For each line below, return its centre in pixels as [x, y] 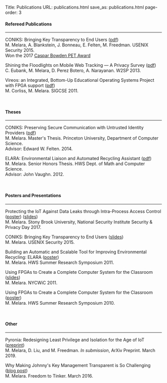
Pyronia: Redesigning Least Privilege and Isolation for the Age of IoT [75, 340]
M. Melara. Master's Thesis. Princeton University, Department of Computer [82, 138]
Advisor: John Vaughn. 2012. [35, 175]
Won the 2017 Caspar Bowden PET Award [48, 56]
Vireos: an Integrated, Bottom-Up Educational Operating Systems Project [80, 80]
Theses [13, 112]
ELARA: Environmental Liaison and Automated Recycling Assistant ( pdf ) [78, 159]
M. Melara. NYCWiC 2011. [31, 283]
